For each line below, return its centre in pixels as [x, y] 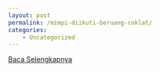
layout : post [29, 15]
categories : [27, 30]
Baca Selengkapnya [40, 59]
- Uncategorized [49, 37]
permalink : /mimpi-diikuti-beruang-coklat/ [80, 23]
